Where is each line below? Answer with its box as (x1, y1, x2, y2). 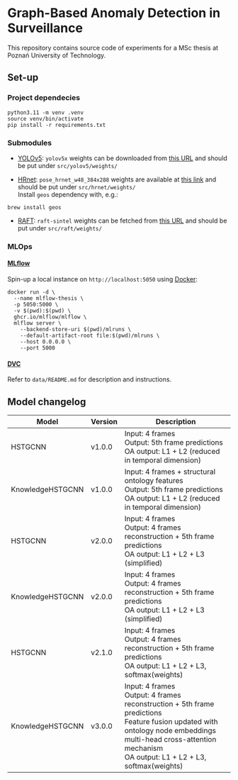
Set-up (7, 72, 39, 84)
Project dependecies (7, 93, 80, 103)
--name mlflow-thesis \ (13, 295, 84, 302)
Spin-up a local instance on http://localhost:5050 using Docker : (7, 275, 198, 284)
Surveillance (7, 20, 84, 36)
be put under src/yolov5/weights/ (17, 161, 118, 169)
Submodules (7, 138, 52, 147)
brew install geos (7, 204, 62, 211)
